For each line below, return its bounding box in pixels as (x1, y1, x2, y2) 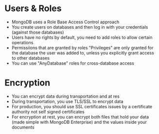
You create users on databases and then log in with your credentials (11, 24, 148, 30)
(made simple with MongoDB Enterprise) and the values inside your (11, 119, 147, 125)
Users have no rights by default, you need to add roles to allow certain (11, 34, 153, 40)
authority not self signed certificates (11, 109, 85, 115)
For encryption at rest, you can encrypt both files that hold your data (11, 114, 149, 119)
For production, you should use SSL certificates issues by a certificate (11, 103, 153, 109)
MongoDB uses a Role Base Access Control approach (11, 19, 120, 25)
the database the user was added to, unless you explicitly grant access (11, 50, 154, 56)
